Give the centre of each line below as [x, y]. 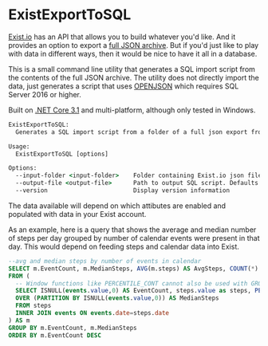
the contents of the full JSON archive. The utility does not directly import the [134, 77]
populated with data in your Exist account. [77, 214]
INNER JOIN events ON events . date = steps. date [93, 313]
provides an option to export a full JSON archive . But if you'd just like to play [134, 45]
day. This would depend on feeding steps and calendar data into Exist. [124, 246]
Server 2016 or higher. [45, 94]
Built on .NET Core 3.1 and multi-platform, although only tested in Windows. [132, 110]
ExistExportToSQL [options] [62, 154]
